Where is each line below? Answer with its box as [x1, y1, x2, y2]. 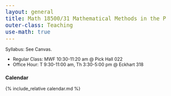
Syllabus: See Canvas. [5, 46, 52, 52]
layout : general [5, 8, 54, 15]
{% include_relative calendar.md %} [5, 86, 80, 92]
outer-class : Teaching [5, 21, 73, 28]
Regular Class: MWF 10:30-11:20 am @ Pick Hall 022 [12, 56, 123, 62]
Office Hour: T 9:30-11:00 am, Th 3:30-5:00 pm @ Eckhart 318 [12, 61, 144, 68]
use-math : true [5, 28, 51, 35]
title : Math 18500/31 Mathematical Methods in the [5, 15, 160, 22]
